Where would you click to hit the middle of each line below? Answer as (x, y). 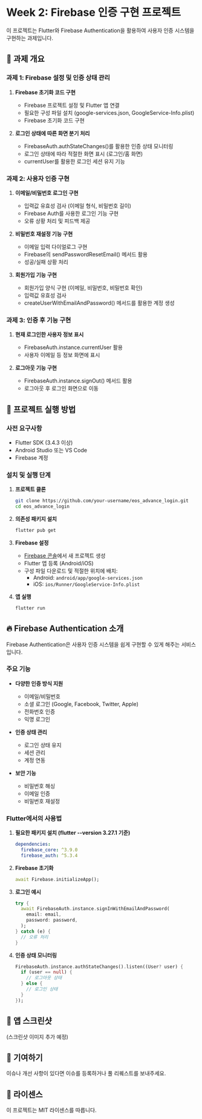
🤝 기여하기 (25, 1057)
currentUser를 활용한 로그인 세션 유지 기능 (74, 161)
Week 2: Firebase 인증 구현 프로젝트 (94, 12)
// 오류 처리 (34, 937)
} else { (32, 984)
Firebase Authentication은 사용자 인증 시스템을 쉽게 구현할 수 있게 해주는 (93, 644)
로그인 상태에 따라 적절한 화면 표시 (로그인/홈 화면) (83, 154)
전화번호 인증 (40, 712)
